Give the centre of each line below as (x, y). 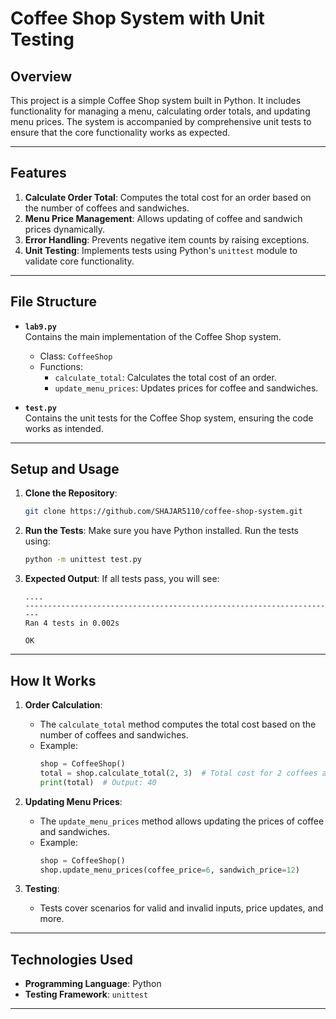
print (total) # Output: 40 (98, 782)
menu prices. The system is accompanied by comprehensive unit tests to (161, 121)
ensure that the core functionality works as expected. (120, 132)
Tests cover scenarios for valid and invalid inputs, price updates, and (181, 908)
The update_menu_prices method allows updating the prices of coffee (182, 821)
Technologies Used (71, 959)
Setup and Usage (65, 469)
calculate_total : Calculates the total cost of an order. (165, 377)
